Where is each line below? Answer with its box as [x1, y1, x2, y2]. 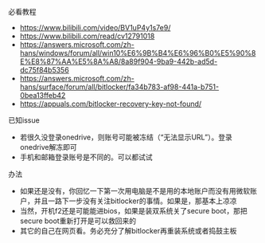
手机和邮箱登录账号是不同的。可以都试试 [19, 152, 153, 162]
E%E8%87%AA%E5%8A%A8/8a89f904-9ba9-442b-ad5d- [19, 57, 218, 66]
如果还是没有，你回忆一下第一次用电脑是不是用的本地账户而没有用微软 [19, 186, 251, 195]
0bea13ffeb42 [19, 91, 66, 100]
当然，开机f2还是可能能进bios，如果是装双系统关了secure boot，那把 [19, 206, 248, 215]
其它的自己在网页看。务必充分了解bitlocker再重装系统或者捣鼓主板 [19, 226, 237, 235]
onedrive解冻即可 [19, 143, 77, 151]
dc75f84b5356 [19, 65, 69, 74]
